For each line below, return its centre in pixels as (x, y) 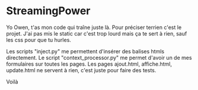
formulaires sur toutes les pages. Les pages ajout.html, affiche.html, (89, 64)
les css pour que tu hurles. (39, 40)
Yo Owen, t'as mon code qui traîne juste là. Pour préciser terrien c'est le (94, 27)
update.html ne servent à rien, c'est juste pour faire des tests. (81, 70)
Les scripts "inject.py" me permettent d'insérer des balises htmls (85, 51)
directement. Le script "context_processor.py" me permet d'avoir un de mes (99, 57)
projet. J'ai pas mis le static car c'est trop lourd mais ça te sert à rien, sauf (97, 33)
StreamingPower (48, 11)
